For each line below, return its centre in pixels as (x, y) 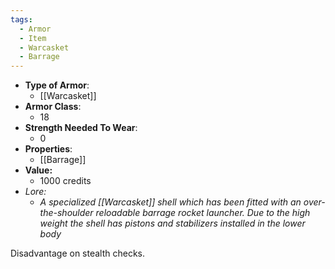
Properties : (48, 149)
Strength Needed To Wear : (81, 128)
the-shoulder (66, 213)
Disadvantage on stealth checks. (78, 253)
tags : (21, 19)
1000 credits (65, 181)
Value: (38, 170)
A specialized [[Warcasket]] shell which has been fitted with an (170, 202)
